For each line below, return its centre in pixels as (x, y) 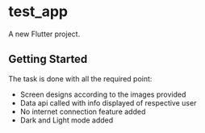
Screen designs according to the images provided (103, 94)
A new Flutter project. (44, 34)
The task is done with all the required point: (80, 78)
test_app (38, 12)
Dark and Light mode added (67, 120)
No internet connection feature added (83, 111)
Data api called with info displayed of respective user (108, 102)
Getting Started (48, 59)
